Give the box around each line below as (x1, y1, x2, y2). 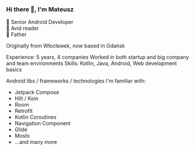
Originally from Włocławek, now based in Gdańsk (6, 42, 125, 49)
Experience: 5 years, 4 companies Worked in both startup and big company (6, 54, 189, 61)
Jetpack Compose (14, 89, 60, 96)
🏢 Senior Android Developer (6, 19, 73, 26)
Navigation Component (14, 120, 71, 127)
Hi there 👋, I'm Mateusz (6, 5, 74, 13)
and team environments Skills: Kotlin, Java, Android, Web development (6, 60, 177, 67)
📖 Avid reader (6, 25, 39, 32)
